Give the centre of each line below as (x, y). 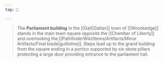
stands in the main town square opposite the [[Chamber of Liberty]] (86, 33)
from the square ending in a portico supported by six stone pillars (83, 49)
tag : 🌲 (12, 10)
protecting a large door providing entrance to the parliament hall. (83, 54)
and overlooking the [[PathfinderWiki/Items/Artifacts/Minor (77, 38)
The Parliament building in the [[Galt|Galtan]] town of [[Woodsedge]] (88, 28)
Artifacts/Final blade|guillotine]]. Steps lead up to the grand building (86, 44)
